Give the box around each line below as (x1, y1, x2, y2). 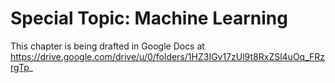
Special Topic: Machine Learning (10, 7, 288, 30)
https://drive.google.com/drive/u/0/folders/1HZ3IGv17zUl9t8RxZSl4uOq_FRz (10, 50, 326, 62)
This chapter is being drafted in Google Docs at (10, 40, 205, 52)
